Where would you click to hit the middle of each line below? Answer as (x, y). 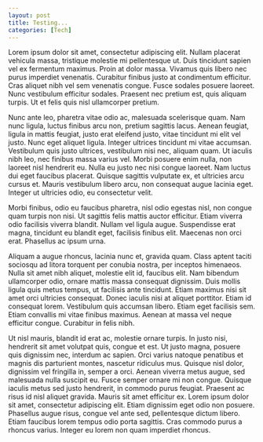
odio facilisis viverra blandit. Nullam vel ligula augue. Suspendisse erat (122, 225)
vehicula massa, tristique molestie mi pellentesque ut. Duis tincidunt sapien (130, 60)
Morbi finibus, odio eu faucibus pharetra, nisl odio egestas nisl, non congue (130, 208)
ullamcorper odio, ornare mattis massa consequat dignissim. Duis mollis (124, 281)
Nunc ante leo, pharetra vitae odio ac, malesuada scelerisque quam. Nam (127, 118)
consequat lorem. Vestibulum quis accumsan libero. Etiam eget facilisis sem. (132, 306)
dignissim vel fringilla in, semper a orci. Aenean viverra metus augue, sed (127, 372)
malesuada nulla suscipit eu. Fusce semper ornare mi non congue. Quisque (130, 380)
